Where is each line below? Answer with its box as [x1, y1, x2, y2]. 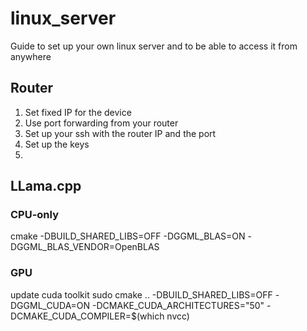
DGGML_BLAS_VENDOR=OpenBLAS [10, 241, 160, 253]
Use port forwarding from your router [24, 117, 179, 129]
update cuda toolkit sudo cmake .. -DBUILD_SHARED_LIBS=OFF [10, 288, 273, 301]
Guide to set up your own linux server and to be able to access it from [10, 40, 298, 52]
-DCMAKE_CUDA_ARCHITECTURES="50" [92, 299, 265, 311]
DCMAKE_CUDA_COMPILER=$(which [10, 310, 165, 322]
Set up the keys [24, 138, 90, 150]
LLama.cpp [10, 178, 82, 195]
